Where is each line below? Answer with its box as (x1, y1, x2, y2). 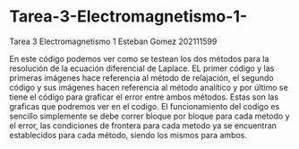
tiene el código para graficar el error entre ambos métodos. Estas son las (9, 92, 279, 102)
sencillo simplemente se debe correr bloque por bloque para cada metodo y (9, 110, 290, 121)
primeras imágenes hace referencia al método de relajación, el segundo (9, 72, 275, 83)
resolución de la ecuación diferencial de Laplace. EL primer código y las (9, 63, 275, 74)
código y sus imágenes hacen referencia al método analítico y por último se (9, 82, 288, 92)
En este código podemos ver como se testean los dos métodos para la (9, 53, 269, 64)
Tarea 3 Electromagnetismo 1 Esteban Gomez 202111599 (9, 36, 218, 47)
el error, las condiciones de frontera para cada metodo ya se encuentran (9, 119, 278, 131)
